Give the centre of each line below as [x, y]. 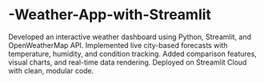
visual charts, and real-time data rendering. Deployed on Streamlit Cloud [128, 62]
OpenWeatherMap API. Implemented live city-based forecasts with [118, 45]
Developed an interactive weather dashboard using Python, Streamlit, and [130, 37]
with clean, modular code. [51, 70]
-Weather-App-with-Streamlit [110, 15]
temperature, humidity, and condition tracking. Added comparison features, [133, 53]
